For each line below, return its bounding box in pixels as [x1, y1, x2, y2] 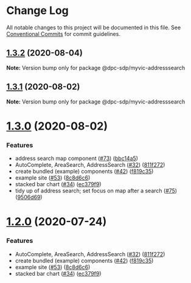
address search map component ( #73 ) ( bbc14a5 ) [15, 155, 139, 162]
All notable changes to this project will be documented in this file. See [6, 24, 181, 31]
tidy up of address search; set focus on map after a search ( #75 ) [15, 187, 178, 195]
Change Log [6, 4, 69, 18]
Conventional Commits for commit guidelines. [6, 30, 120, 37]
